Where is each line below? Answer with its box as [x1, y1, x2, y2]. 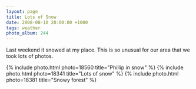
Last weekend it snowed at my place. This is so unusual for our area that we [6, 46, 190, 53]
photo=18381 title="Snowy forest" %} [6, 77, 97, 84]
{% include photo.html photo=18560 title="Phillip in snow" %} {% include [6, 64, 184, 71]
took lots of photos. [6, 53, 54, 60]
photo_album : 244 [6, 30, 49, 36]
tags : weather [6, 25, 41, 31]
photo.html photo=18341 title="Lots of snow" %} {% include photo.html [6, 70, 179, 77]
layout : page [6, 8, 38, 15]
